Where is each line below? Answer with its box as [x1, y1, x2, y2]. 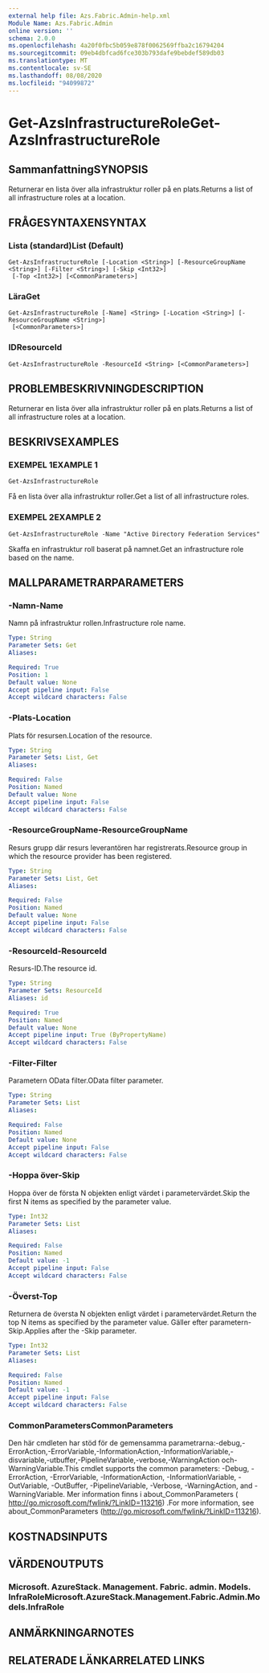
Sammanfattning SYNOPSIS [8, 162, 149, 177]
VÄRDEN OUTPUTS [8, 1557, 104, 1571]
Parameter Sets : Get [8, 641, 78, 650]
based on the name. [8, 553, 75, 562]
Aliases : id [8, 994, 48, 1002]
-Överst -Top [8, 1290, 58, 1301]
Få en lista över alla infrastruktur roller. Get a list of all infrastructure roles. [8, 491, 250, 501]
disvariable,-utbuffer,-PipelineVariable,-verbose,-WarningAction [8, 1455, 220, 1465]
